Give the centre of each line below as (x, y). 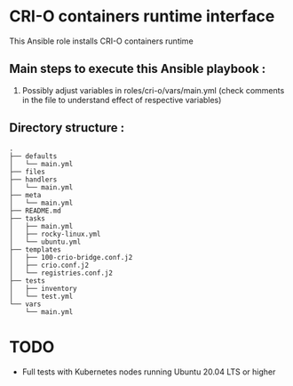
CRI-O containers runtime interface (142, 16)
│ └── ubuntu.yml (45, 242)
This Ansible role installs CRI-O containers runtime (101, 41)
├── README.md (36, 211)
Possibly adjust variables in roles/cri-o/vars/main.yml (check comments (153, 90)
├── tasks (28, 218)
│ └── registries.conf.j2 (61, 273)
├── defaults (33, 156)
